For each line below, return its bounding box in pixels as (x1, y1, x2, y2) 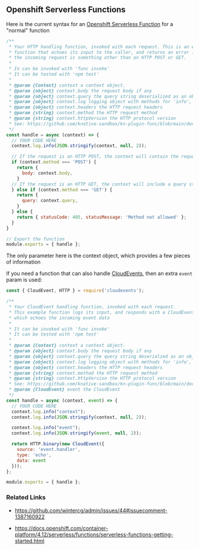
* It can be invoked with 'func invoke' (8, 326, 110, 332)
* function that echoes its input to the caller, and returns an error (8, 49, 190, 55)
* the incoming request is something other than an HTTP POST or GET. (8, 55, 187, 61)
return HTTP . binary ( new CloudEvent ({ (11, 441, 105, 447)
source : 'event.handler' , (17, 447, 81, 453)
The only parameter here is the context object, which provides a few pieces (6, 252, 191, 260)
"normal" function (6, 27, 50, 34)
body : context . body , (21, 170, 73, 176)
